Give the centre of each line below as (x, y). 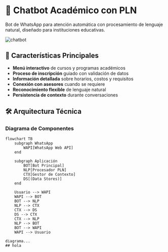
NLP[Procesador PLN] (45, 170)
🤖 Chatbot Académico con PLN (71, 10)
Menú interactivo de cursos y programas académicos (69, 68)
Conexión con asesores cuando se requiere (59, 84)
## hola (13, 246)
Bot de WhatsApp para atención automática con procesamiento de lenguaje (84, 24)
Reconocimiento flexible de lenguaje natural (59, 89)
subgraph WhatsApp (34, 144)
